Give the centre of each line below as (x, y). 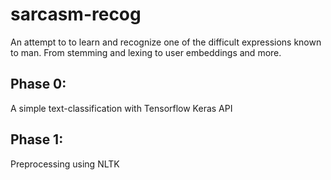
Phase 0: (38, 84)
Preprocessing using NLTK (65, 164)
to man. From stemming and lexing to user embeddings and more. (146, 52)
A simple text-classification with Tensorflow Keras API (121, 108)
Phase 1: (37, 139)
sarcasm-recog (76, 14)
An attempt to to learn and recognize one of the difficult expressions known (166, 42)
